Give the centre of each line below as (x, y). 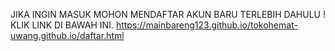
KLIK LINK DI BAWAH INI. (62, 25)
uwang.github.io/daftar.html (67, 35)
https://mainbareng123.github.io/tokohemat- (206, 25)
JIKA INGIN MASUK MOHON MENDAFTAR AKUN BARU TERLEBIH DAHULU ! (168, 14)
